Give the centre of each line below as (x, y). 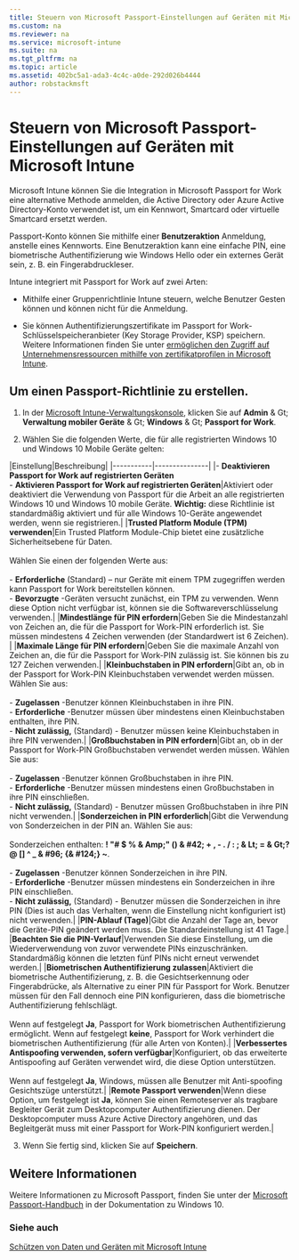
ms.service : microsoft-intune (65, 42)
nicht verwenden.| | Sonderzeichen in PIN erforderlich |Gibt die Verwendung (149, 817)
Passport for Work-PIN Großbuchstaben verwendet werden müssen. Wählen (149, 750)
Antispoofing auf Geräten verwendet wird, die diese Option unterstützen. (143, 1062)
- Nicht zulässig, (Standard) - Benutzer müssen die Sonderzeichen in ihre (145, 901)
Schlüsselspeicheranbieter (71, 335)
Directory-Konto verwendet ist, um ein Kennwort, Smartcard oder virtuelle (145, 209)
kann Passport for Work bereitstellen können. (92, 589)
